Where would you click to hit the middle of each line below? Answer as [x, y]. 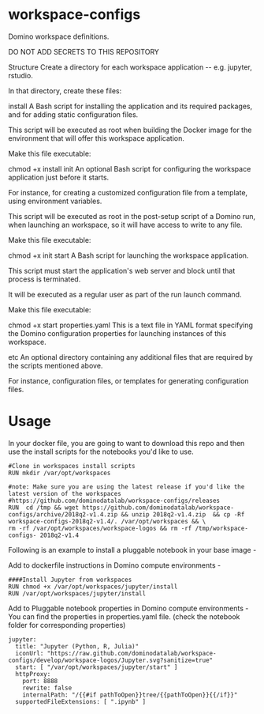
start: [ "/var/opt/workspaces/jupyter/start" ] [97, 667]
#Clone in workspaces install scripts [72, 466]
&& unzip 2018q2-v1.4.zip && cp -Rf [183, 514]
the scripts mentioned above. [56, 365]
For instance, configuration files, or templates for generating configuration [129, 380]
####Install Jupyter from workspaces [70, 580]
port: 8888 [40, 681]
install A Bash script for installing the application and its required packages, [130, 106]
